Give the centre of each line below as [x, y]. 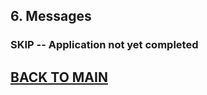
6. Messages [51, 16]
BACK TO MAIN [59, 77]
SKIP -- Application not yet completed [104, 45]
